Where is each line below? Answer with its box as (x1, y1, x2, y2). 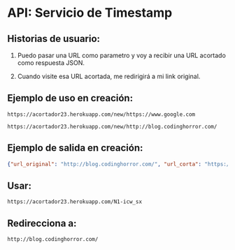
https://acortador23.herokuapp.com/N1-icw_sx (7, 198, 142, 205)
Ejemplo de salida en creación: (7, 142, 143, 154)
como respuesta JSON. (17, 59, 85, 67)
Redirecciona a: (7, 217, 77, 229)
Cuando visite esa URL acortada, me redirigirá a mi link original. (17, 72, 201, 80)
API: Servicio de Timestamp (7, 5, 173, 21)
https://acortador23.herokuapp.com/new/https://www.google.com (7, 110, 196, 118)
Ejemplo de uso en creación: (7, 92, 134, 104)
